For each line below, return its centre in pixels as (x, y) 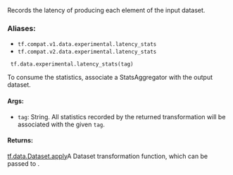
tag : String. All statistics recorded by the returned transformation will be (121, 116)
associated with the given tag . (61, 124)
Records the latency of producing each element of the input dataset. (106, 10)
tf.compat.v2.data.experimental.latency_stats (87, 52)
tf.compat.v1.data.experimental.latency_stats (87, 44)
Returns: (20, 140)
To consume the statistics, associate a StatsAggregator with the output (110, 78)
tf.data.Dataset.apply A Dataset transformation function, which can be (108, 156)
